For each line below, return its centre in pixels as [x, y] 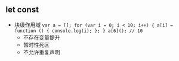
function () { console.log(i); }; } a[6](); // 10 [78, 31]
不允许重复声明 [41, 52]
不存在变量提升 [41, 37]
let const [22, 10]
